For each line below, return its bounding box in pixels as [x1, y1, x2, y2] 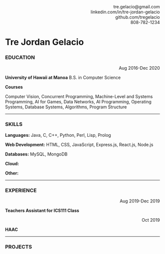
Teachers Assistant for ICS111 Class [5, 207, 80, 214]
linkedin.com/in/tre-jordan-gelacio [90, 9, 160, 15]
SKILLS [5, 121, 23, 128]
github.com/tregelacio [115, 14, 160, 20]
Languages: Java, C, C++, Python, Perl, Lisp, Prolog [5, 132, 111, 138]
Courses [5, 84, 23, 90]
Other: [5, 170, 19, 176]
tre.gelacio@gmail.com [113, 4, 160, 9]
